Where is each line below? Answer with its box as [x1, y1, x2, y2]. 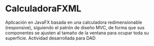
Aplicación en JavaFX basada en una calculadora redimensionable [5, 19, 142, 25]
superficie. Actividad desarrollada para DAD [5, 35, 96, 41]
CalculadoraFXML [5, 3, 81, 14]
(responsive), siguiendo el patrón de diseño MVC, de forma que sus [5, 24, 145, 30]
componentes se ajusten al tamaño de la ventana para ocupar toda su [5, 30, 149, 36]
